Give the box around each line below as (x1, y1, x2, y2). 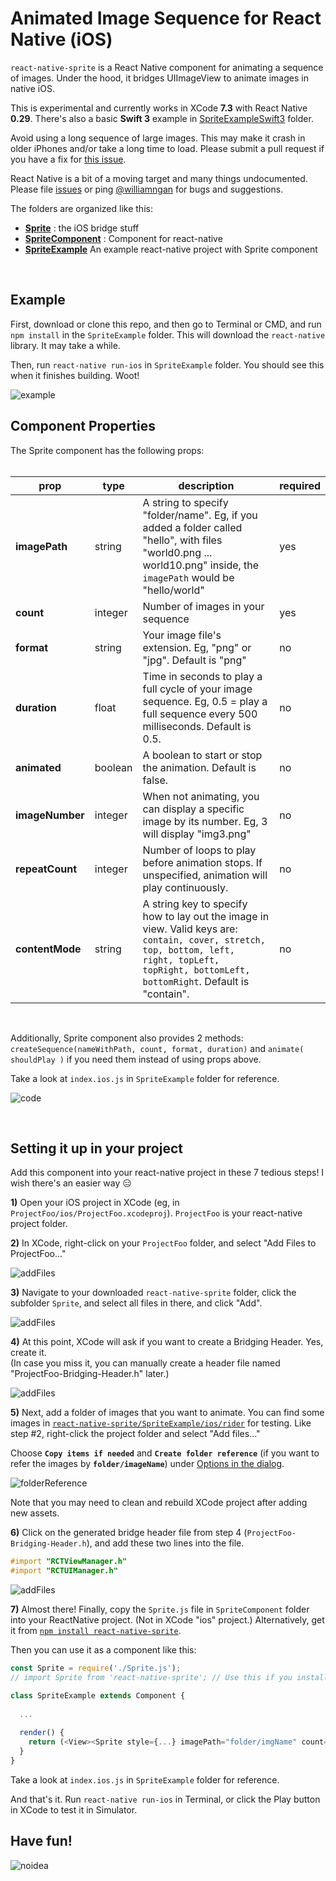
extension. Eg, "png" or (142, 640, 252, 654)
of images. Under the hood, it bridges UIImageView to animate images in (10, 72, 309, 84)
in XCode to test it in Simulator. (10, 1803, 138, 1816)
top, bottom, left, (142, 944, 235, 956)
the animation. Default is (142, 760, 257, 774)
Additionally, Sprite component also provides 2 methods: (10, 1032, 244, 1044)
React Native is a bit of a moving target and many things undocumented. (10, 172, 308, 184)
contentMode (15, 942, 82, 956)
